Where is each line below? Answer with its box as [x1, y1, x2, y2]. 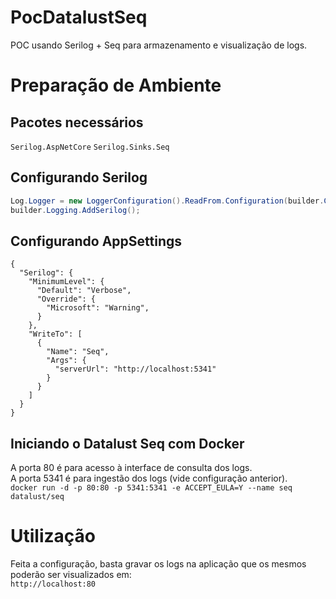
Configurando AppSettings [10, 232, 183, 250]
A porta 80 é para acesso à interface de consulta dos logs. [10, 462, 253, 474]
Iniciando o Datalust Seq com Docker [10, 435, 245, 452]
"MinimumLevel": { [28, 277, 105, 287]
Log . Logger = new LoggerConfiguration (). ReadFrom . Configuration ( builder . [10, 196, 325, 206]
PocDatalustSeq [10, 6, 148, 29]
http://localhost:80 [10, 579, 97, 590]
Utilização [10, 525, 96, 548]
